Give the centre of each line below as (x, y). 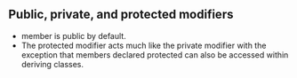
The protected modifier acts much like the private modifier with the (144, 45)
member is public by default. (73, 35)
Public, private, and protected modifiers (121, 15)
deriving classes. (52, 64)
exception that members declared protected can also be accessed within (155, 55)
